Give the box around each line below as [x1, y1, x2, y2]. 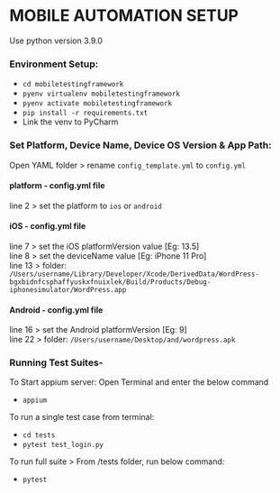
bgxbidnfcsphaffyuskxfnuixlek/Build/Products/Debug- [9, 277, 212, 287]
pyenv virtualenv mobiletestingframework [22, 89, 180, 99]
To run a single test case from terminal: [9, 412, 155, 423]
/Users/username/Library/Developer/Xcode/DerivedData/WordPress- [9, 269, 259, 278]
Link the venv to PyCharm [22, 116, 119, 127]
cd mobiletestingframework [22, 80, 124, 89]
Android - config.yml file [9, 304, 104, 315]
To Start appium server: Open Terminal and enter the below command [9, 377, 269, 388]
